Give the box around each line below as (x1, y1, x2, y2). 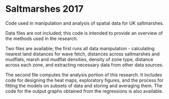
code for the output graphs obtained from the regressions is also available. (5, 88, 163, 94)
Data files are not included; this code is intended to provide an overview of (5, 30, 163, 36)
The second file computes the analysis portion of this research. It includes (5, 71, 163, 77)
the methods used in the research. (5, 35, 78, 42)
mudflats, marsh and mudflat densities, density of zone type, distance (5, 56, 154, 62)
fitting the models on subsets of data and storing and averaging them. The (5, 83, 163, 89)
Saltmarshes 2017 (5, 3, 84, 15)
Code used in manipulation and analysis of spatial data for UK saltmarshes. (5, 20, 164, 26)
